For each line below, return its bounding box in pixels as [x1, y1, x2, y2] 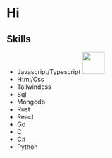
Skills [6, 33, 31, 45]
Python [16, 142, 38, 151]
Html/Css [16, 75, 44, 83]
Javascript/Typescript [16, 68, 81, 75]
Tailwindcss [16, 83, 51, 91]
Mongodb [16, 97, 46, 106]
